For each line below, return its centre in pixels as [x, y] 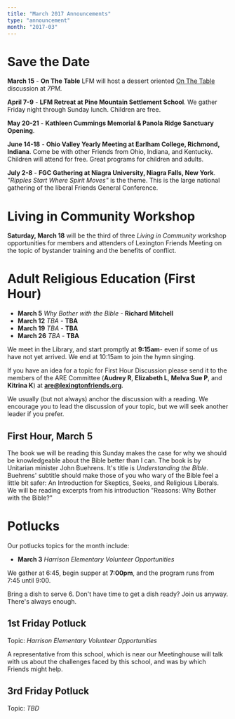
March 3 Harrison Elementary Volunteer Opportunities [96, 559]
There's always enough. [42, 601]
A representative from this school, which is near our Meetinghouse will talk [115, 654]
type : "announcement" [39, 20]
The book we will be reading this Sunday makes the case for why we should [117, 453]
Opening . [21, 131]
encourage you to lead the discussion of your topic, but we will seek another [118, 407]
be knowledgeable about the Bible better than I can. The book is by [104, 460]
